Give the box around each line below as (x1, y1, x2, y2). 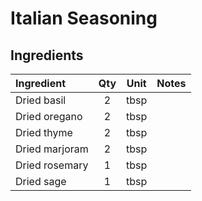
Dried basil (15, 93, 67, 107)
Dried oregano (15, 110, 83, 123)
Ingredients (10, 47, 84, 64)
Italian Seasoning (10, 7, 158, 30)
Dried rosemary (15, 158, 89, 172)
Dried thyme (15, 126, 73, 139)
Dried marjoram (15, 142, 89, 156)
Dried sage (15, 175, 67, 188)
